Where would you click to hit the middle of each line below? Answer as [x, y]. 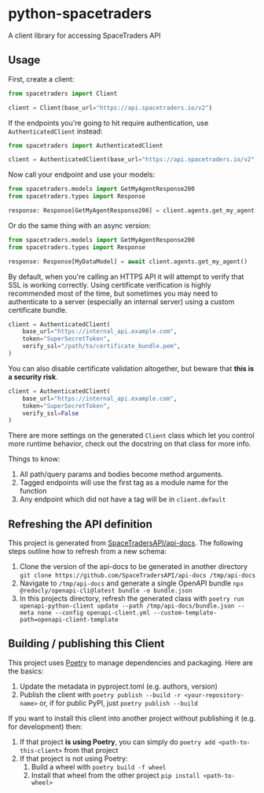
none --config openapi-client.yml [94, 613]
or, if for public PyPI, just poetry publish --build [118, 703]
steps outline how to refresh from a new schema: [88, 552]
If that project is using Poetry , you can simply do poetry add [117, 742]
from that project [91, 750]
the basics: [26, 671]
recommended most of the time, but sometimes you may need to [113, 293]
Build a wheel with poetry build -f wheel [99, 766]
